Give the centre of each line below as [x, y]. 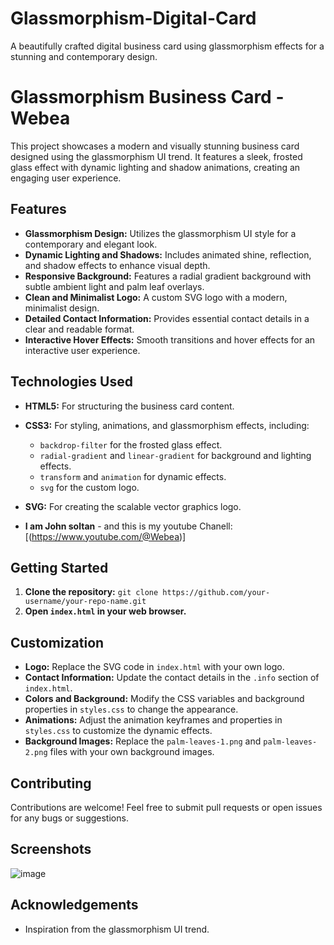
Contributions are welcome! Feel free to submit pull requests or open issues [166, 807]
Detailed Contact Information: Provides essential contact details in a [167, 318]
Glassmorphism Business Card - [147, 97]
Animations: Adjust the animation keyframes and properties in [153, 720]
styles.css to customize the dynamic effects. [118, 731]
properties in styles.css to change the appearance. [131, 709]
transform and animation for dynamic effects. [133, 476]
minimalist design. [62, 308]
